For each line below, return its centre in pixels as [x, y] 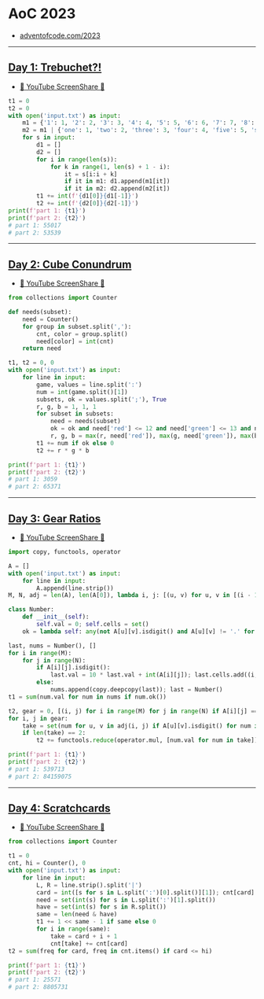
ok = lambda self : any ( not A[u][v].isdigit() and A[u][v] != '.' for [139, 631]
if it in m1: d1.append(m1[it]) [117, 182]
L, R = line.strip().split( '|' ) [90, 885]
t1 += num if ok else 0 [75, 443]
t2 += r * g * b [63, 450]
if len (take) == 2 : [54, 733]
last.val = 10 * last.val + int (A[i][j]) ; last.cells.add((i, [154, 675]
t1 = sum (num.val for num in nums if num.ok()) [88, 697]
